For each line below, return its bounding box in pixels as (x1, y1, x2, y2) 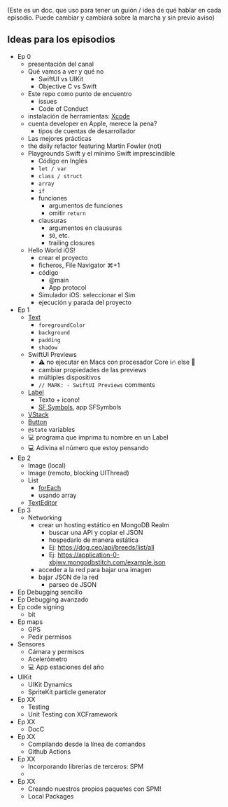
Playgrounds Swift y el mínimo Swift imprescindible (27, 149, 176, 157)
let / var (38, 165, 67, 172)
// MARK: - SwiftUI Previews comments (38, 380, 155, 388)
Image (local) (27, 461, 66, 469)
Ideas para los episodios (7, 34, 115, 46)
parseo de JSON (48, 580, 97, 588)
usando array (38, 491, 77, 499)
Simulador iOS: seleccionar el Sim (38, 290, 136, 299)
